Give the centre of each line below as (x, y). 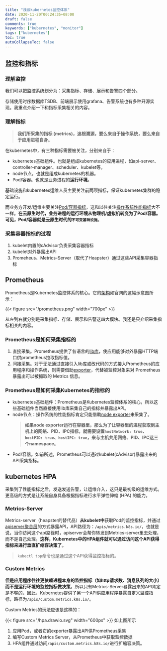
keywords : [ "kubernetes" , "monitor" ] (44, 28)
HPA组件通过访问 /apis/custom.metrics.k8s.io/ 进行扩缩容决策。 (79, 643)
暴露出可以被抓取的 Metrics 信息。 (47, 376)
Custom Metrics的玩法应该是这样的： (43, 609)
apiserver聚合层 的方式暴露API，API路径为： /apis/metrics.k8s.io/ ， (76, 526)
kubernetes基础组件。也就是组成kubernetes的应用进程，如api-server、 (85, 161)
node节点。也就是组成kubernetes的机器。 (55, 173)
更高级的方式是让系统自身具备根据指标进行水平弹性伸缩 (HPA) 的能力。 (78, 496)
